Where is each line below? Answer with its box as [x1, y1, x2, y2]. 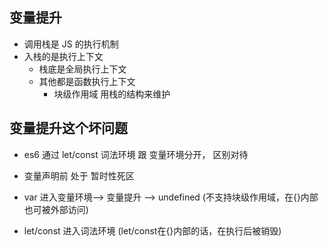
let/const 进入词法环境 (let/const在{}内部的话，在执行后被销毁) [23, 224, 282, 237]
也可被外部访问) [23, 203, 89, 215]
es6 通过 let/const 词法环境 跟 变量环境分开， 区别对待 [23, 148, 249, 160]
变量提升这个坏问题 [9, 120, 128, 137]
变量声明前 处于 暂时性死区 [23, 169, 135, 182]
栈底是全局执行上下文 [38, 63, 127, 75]
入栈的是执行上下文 [23, 50, 104, 62]
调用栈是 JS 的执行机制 [23, 38, 119, 50]
